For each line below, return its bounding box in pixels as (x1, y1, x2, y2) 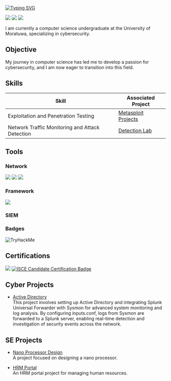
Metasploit (118, 109, 144, 116)
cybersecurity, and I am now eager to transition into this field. (5, 64, 134, 70)
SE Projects (5, 336, 42, 344)
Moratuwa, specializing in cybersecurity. (5, 31, 91, 37)
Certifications (5, 252, 50, 260)
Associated (126, 94, 155, 101)
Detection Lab (118, 127, 152, 134)
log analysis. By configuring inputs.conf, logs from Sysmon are (12, 310, 145, 316)
